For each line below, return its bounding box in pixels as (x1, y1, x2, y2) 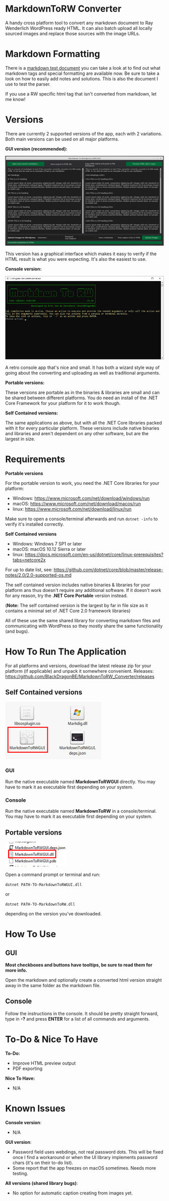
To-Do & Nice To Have (5, 1033, 98, 1045)
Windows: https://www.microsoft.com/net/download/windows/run (12, 495, 150, 501)
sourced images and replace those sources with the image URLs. (5, 30, 140, 36)
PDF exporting (12, 1065, 43, 1072)
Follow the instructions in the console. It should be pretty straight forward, (5, 1010, 158, 1017)
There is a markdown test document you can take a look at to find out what (5, 65, 161, 71)
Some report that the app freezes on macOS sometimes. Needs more (12, 1165, 156, 1171)
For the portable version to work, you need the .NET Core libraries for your (5, 480, 159, 486)
